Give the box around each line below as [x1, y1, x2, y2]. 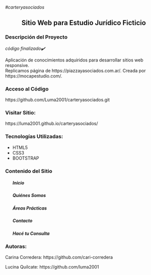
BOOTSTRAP [12, 155, 39, 161]
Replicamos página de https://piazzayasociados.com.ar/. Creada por [5, 67, 146, 73]
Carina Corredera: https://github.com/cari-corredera [5, 254, 113, 260]
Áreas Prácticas [12, 205, 47, 211]
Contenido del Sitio [5, 167, 52, 174]
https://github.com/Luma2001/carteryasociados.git [5, 96, 110, 102]
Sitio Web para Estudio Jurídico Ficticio [21, 18, 146, 27]
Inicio [12, 180, 24, 186]
